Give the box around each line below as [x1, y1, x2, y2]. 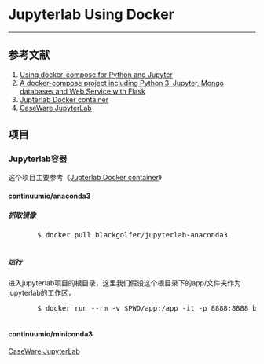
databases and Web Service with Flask [19, 86, 145, 96]
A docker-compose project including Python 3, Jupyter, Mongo [19, 78, 225, 87]
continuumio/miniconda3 [8, 329, 93, 339]
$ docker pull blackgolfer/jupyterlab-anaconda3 [37, 230, 228, 239]
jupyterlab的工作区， [8, 288, 75, 297]
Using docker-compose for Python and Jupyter [19, 69, 173, 79]
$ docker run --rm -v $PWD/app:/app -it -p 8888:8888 [37, 303, 249, 312]
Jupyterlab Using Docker [8, 6, 174, 24]
